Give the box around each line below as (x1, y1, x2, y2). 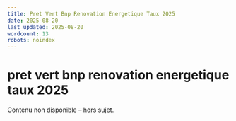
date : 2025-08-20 (7, 17, 59, 24)
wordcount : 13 (7, 30, 49, 38)
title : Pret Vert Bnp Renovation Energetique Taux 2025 (7, 10, 175, 18)
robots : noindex (7, 37, 55, 44)
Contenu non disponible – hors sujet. (7, 105, 114, 114)
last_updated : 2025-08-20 (7, 23, 83, 30)
